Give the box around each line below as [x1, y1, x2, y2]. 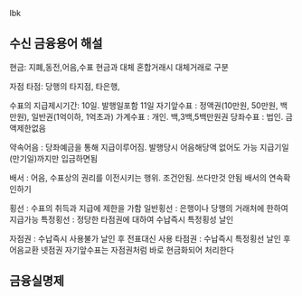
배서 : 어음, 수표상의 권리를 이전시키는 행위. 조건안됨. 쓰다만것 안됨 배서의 [9, 171, 267, 183]
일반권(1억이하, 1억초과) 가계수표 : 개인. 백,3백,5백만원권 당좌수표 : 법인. [31, 111, 284, 122]
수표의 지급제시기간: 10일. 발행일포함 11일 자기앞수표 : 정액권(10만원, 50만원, [9, 99, 278, 111]
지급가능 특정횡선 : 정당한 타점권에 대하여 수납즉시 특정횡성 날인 [9, 214, 234, 225]
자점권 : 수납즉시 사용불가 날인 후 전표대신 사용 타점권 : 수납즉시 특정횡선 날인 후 [9, 233, 291, 244]
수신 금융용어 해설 [9, 36, 103, 51]
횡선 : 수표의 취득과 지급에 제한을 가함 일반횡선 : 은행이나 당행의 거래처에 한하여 [9, 202, 289, 213]
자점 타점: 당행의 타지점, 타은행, [9, 80, 120, 91]
